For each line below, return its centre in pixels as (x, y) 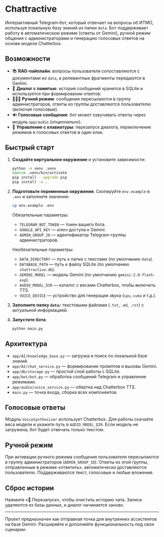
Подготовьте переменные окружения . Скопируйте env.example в (81, 192)
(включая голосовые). (35, 109)
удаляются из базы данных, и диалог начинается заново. (65, 505)
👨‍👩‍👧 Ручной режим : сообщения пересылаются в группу (72, 98)
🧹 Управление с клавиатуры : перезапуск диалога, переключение (82, 127)
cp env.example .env (33, 206)
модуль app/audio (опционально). (47, 122)
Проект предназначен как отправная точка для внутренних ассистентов (81, 519)
